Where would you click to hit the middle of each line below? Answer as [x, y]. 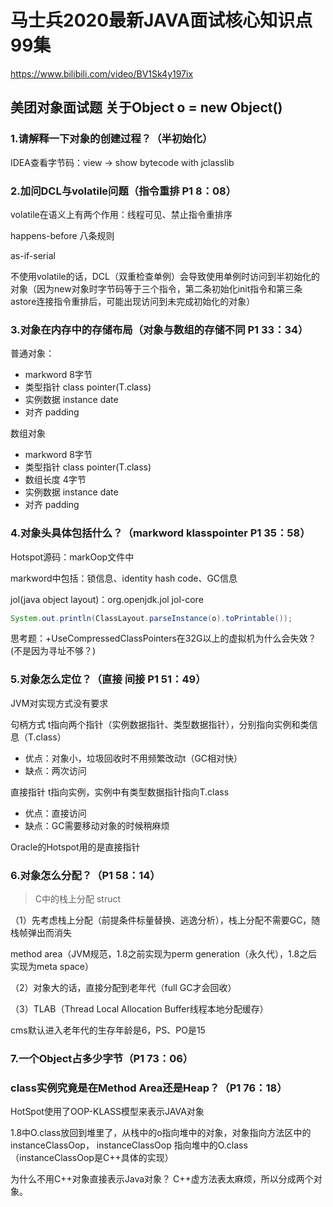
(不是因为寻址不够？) [53, 651]
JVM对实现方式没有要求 [59, 703]
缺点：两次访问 [55, 770]
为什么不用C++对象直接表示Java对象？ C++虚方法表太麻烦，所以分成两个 [162, 1179]
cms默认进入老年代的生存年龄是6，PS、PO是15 [108, 1030]
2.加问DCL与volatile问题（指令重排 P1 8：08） [123, 191]
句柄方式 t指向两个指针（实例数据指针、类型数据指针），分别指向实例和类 [160, 724]
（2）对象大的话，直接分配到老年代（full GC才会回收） [123, 987]
